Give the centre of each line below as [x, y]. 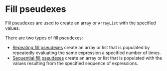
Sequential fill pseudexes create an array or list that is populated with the [87, 58]
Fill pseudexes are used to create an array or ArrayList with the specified [81, 23]
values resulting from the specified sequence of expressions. [75, 63]
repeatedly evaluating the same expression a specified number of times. [86, 53]
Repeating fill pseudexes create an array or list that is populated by [81, 47]
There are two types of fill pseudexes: [44, 38]
